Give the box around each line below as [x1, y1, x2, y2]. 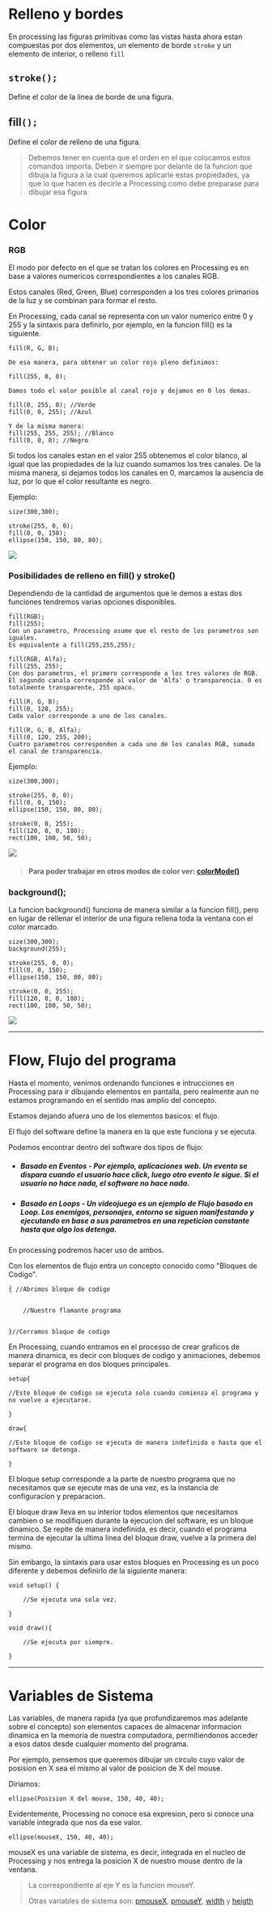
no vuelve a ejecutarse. [8, 1395, 92, 1404]
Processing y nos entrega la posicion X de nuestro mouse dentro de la [8, 1856, 243, 1866]
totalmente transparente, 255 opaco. [8, 684, 136, 692]
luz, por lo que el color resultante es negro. [8, 476, 152, 486]
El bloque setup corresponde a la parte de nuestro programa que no [8, 1474, 236, 1484]
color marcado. [8, 922, 59, 932]
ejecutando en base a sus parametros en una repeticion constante [19, 1216, 250, 1226]
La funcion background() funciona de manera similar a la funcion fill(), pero [8, 905, 259, 915]
